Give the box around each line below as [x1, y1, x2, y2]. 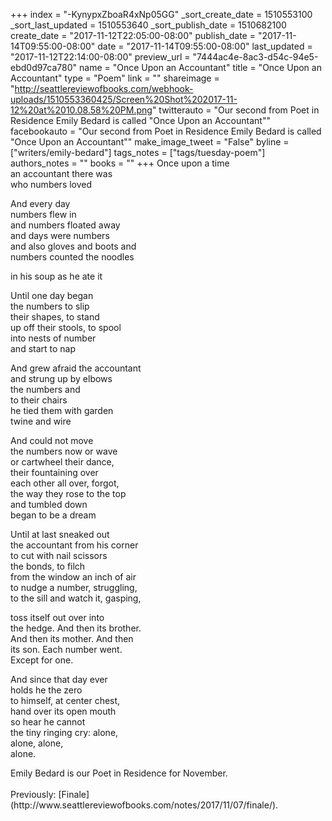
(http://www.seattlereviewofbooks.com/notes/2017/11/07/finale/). [10, 799, 279, 811]
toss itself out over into [10, 612, 105, 623]
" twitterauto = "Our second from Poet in [151, 104, 320, 116]
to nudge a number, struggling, [10, 582, 138, 593]
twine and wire [10, 415, 72, 427]
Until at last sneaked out [10, 529, 110, 540]
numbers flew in [10, 209, 77, 220]
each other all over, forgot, [10, 477, 120, 489]
